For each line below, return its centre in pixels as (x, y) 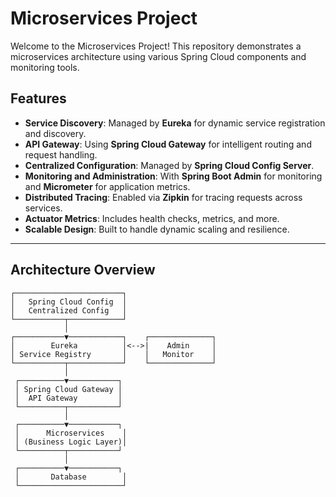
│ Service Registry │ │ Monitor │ (113, 354)
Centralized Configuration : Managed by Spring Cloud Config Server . (169, 165)
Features (38, 98)
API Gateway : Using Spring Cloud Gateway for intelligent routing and (168, 144)
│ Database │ (71, 477)
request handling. (61, 154)
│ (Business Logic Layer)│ (71, 442)
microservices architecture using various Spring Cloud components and (158, 56)
